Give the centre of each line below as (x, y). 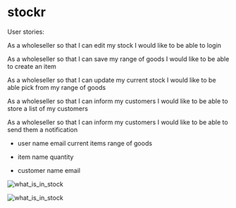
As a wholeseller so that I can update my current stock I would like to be (112, 80)
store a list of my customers (48, 108)
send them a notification (43, 129)
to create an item (32, 66)
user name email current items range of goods (85, 143)
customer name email (49, 170)
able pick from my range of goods (57, 87)
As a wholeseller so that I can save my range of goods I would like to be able (118, 59)
